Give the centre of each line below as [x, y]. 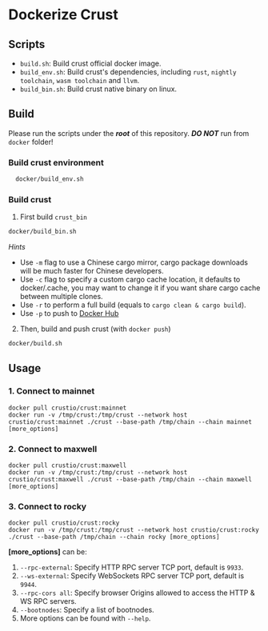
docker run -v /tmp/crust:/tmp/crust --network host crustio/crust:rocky [134, 530]
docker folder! [31, 142]
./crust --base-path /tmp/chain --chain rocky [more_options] [114, 537]
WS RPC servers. [48, 601]
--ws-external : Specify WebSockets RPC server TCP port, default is [132, 576]
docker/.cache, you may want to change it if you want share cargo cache [140, 288]
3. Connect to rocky [47, 506]
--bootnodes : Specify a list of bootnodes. [87, 610]
